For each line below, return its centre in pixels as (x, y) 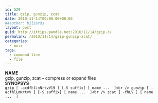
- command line (25, 55)
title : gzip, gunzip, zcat (32, 14)
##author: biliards (25, 23)
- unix (16, 46)
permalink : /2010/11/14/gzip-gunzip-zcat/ (49, 37)
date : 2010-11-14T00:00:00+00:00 (39, 18)
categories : (17, 41)
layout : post (18, 28)
